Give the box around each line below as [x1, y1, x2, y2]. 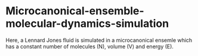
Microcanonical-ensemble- [5, 4, 144, 18]
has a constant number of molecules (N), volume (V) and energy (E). [5, 43, 174, 50]
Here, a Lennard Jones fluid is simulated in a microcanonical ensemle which [5, 36, 193, 43]
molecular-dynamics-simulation [5, 17, 169, 30]
